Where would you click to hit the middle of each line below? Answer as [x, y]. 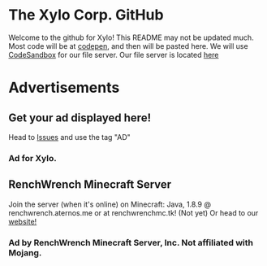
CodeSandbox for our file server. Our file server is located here [114, 55]
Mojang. [25, 252]
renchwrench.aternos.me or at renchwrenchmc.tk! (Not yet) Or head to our [133, 212]
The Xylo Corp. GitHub [86, 15]
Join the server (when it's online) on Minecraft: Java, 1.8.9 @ [110, 204]
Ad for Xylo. [32, 158]
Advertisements [64, 88]
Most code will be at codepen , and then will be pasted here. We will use [129, 46]
